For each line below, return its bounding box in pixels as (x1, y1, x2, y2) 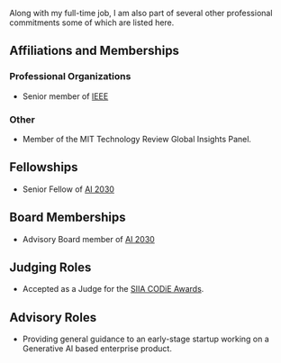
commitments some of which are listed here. (9, 17, 175, 28)
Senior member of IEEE (22, 90, 109, 102)
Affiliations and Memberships (9, 43, 180, 59)
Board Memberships (9, 210, 126, 225)
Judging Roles (9, 260, 92, 275)
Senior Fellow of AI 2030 (22, 184, 115, 195)
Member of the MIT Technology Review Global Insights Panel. (22, 133, 252, 144)
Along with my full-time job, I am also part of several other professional (9, 8, 273, 18)
